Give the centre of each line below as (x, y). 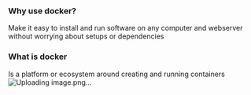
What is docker (38, 57)
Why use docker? (42, 11)
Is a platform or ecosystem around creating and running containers (117, 74)
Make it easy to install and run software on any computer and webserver (125, 28)
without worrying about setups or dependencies (86, 36)
